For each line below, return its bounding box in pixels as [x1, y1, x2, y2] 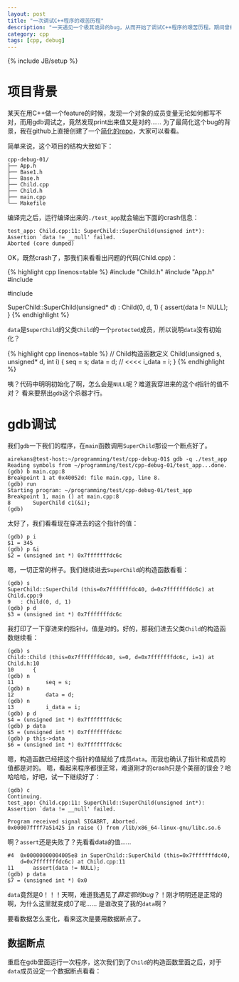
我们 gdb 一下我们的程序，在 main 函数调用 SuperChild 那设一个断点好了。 [7, 441, 211, 450]
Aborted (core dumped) [7, 240, 75, 247]
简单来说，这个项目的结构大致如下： [7, 142, 114, 151]
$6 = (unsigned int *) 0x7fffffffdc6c [7, 741, 122, 748]
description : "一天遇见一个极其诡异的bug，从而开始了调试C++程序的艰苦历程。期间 [7, 24, 225, 31]
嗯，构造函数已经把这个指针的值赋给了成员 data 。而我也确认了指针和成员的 [7, 755, 226, 763]
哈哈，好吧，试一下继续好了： [13, 773, 101, 781]
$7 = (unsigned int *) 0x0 [7, 877, 87, 884]
